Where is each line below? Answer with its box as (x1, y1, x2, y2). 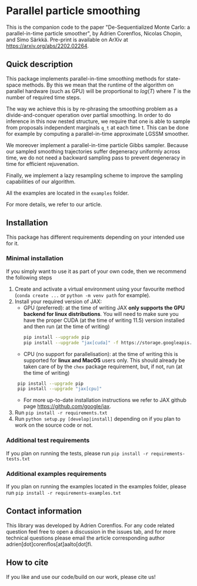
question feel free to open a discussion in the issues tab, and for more (6, 528, 176, 535)
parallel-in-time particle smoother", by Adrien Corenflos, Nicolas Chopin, (6, 29, 182, 36)
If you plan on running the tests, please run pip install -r (6, 450, 149, 457)
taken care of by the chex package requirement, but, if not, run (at (23, 363, 183, 370)
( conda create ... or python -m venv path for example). (14, 291, 151, 298)
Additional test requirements (6, 437, 90, 445)
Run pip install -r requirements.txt (14, 409, 108, 416)
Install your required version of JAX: (14, 298, 102, 305)
